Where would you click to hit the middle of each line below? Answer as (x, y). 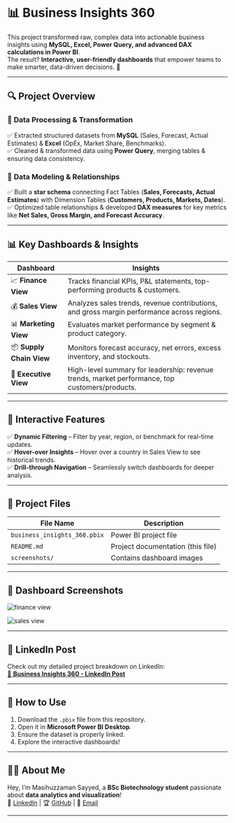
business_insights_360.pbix (57, 535)
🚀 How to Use (37, 703)
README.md (27, 547)
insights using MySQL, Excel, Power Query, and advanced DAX (100, 44)
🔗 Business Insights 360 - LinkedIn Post (66, 674)
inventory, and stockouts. (109, 356)
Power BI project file (144, 535)
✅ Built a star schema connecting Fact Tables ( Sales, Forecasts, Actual (111, 192)
